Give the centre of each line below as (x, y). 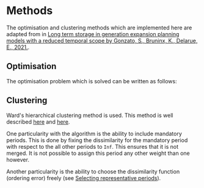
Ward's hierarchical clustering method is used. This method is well (90, 115)
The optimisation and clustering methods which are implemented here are (99, 28)
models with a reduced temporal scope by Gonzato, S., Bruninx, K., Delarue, (102, 40)
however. (18, 159)
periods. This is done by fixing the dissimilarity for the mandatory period (97, 140)
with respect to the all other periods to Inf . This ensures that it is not (93, 146)
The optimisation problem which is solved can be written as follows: (92, 81)
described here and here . (38, 122)
